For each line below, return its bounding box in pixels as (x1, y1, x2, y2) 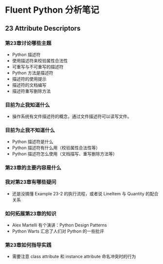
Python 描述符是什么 (12, 139, 54, 145)
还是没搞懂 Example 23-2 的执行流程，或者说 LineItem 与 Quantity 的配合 (12, 190, 159, 196)
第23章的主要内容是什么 (5, 164, 62, 171)
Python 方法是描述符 (12, 70, 54, 75)
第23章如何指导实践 (5, 242, 52, 248)
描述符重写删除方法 (12, 88, 51, 94)
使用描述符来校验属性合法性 (12, 57, 68, 63)
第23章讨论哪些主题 (5, 39, 52, 46)
